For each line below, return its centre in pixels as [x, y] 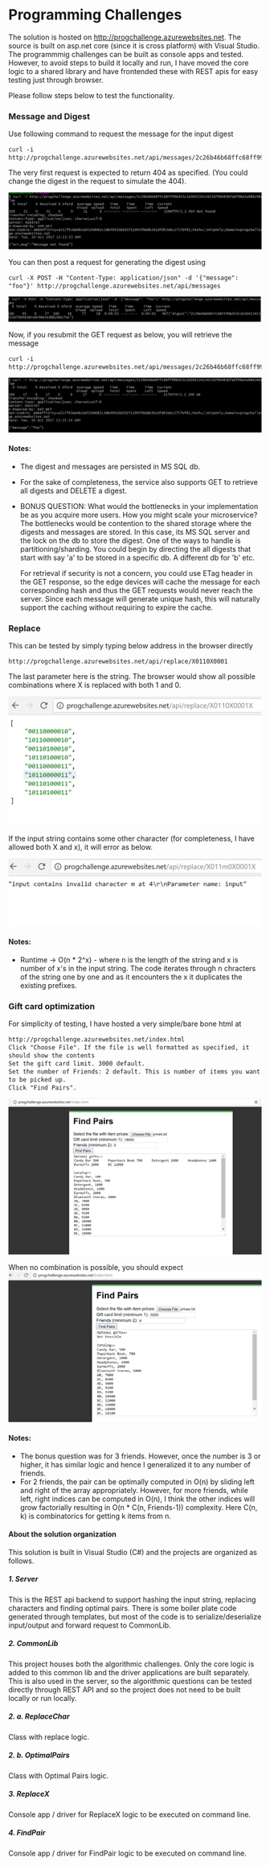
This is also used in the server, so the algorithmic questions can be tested [130, 1681]
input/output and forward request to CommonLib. [90, 1625]
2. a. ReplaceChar [39, 1716]
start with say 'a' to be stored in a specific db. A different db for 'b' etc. [137, 557]
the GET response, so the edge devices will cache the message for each [140, 581]
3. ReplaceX [29, 1794]
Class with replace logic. [49, 1736]
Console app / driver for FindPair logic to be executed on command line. [127, 1853]
